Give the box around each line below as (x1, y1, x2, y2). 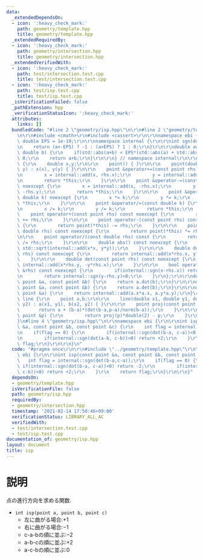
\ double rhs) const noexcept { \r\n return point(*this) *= (17, 228, 190, 234)
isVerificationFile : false (11, 385, 80, 392)
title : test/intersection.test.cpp (17, 76, 107, 82)
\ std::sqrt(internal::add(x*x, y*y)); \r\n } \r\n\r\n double (17, 245, 190, 251)
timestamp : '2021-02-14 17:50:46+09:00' (11, 408, 115, 414)
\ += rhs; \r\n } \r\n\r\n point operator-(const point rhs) (17, 217, 185, 223)
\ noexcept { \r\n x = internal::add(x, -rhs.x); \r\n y (17, 183, 196, 189)
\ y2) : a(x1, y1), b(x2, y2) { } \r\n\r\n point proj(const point (17, 301, 196, 307)
